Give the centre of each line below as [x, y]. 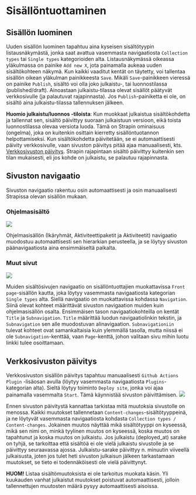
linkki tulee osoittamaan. [35, 343]
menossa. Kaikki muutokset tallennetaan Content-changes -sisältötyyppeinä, [97, 412]
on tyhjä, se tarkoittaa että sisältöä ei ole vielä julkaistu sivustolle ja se [90, 443]
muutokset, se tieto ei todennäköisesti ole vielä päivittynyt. [77, 462]
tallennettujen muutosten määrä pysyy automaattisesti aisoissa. [82, 486]
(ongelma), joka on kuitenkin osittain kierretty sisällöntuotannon [82, 133]
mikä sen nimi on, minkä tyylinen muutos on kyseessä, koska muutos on [93, 431]
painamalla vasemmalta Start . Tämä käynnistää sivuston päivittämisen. [92, 395]
